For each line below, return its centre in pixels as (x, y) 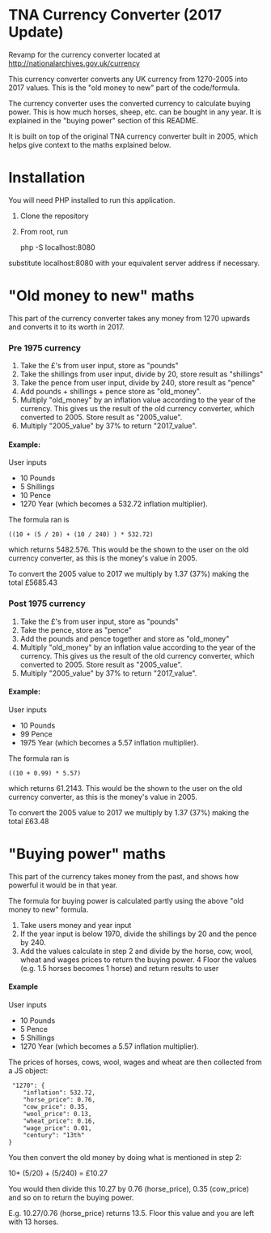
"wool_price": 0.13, (57, 1114)
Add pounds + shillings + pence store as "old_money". (111, 392)
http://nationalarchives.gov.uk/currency (74, 63)
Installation (47, 178)
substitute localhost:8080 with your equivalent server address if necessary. (134, 263)
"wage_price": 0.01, (57, 1128)
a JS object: (28, 1070)
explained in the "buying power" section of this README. (103, 120)
